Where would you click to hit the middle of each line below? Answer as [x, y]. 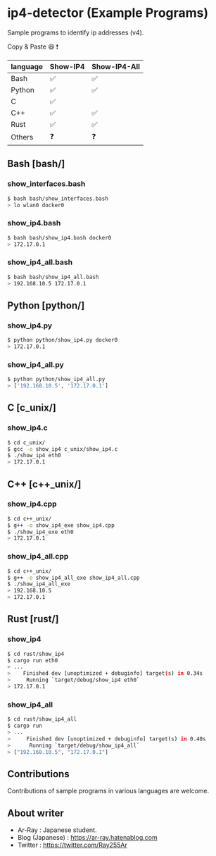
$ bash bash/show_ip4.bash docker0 [59, 237]
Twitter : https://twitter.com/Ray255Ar [72, 845]
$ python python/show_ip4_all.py [56, 379]
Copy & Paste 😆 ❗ [33, 46]
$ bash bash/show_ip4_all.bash [53, 277]
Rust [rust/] [33, 619]
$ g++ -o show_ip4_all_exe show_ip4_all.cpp [74, 578]
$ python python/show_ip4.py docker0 [63, 340]
